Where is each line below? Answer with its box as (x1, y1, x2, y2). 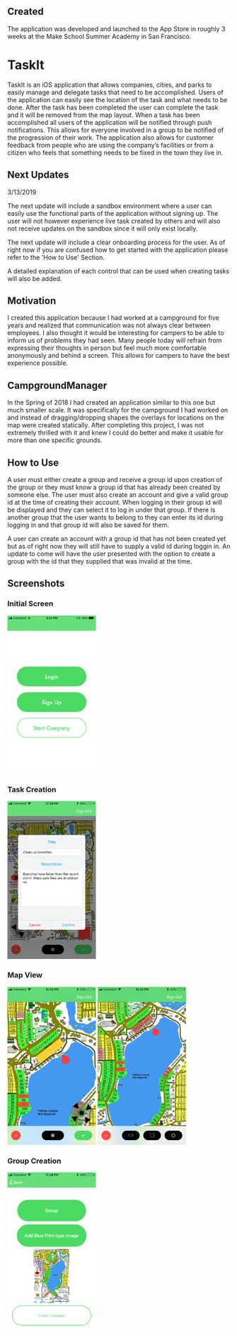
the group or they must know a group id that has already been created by (7, 483, 221, 491)
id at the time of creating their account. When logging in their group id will (7, 498, 223, 506)
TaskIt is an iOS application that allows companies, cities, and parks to (7, 80, 212, 89)
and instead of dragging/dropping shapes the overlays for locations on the (7, 413, 224, 422)
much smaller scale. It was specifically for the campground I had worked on (7, 406, 229, 415)
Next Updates (7, 169, 69, 181)
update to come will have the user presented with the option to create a (7, 549, 216, 558)
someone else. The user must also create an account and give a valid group (7, 491, 229, 499)
